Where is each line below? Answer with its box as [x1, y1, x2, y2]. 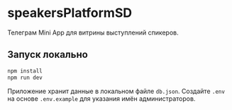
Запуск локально [7, 49, 89, 61]
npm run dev [7, 74, 43, 81]
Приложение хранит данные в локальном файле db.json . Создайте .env [7, 87, 226, 95]
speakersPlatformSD [7, 5, 133, 21]
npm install [7, 67, 43, 75]
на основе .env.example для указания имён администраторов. [7, 94, 196, 103]
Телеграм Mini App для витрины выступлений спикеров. [7, 28, 179, 37]
